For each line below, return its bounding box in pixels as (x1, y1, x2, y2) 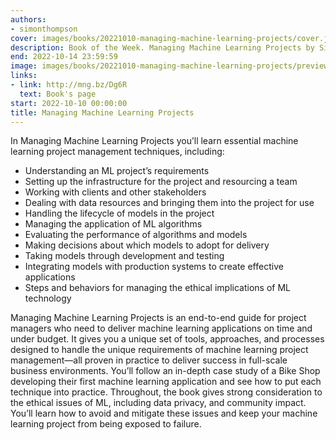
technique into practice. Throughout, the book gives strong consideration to (10, 386, 323, 398)
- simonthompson (10, 24, 78, 34)
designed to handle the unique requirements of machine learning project (10, 344, 309, 356)
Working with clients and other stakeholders (24, 186, 207, 198)
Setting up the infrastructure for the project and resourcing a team (24, 176, 298, 188)
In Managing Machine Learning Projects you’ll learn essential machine (10, 135, 299, 147)
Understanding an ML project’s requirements (24, 165, 210, 177)
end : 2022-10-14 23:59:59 (10, 52, 118, 62)
